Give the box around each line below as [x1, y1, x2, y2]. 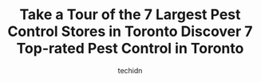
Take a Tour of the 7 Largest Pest [19, 6, 241, 24]
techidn [117, 65, 143, 75]
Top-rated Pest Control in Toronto [16, 40, 244, 57]
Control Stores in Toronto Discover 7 [7, 22, 253, 41]
